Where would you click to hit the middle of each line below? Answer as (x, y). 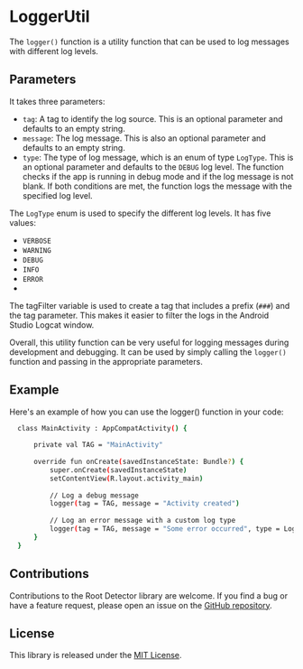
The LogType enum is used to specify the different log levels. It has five (140, 213)
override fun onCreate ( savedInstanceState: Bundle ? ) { (138, 462)
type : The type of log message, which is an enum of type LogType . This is (158, 157)
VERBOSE (37, 241)
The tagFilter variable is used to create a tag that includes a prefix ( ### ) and (150, 305)
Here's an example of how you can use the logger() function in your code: (147, 412)
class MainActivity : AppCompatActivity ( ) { (102, 428)
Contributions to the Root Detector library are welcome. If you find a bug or (149, 595)
